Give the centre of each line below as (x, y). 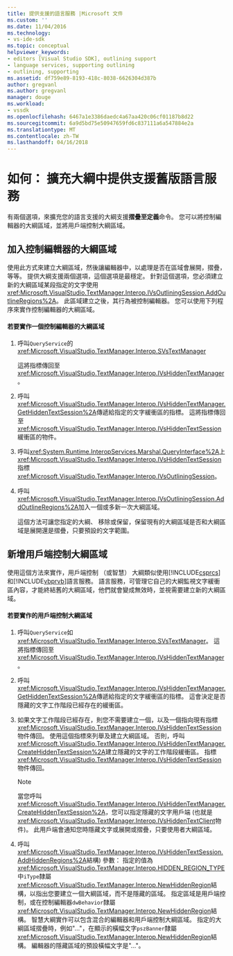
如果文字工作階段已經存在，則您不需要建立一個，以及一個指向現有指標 (118, 720)
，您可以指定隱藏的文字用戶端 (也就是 (159, 812)
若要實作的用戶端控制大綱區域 (50, 616)
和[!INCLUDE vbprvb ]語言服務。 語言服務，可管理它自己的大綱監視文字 (107, 581)
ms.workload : (26, 104)
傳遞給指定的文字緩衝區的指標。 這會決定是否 (161, 697)
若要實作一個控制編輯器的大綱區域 (56, 327)
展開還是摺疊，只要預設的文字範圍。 (81, 530)
